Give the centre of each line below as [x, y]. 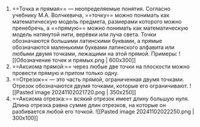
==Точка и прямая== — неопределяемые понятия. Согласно [91, 9]
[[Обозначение [32, 60]
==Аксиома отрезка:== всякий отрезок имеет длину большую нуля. [101, 99]
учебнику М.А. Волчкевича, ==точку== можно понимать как [91, 15]
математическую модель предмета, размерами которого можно [97, 21]
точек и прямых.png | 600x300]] [94, 60]
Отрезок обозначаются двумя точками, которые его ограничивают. [100, 86]
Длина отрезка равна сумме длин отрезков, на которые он [89, 105]
